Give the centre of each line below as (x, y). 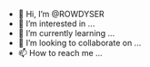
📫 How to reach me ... (60, 53)
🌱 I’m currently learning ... (66, 33)
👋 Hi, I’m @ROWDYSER (61, 14)
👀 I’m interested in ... (56, 24)
